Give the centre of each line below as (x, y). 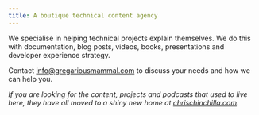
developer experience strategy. (60, 55)
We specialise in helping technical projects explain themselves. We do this (130, 38)
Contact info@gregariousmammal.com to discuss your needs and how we (129, 70)
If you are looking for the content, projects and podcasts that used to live (128, 94)
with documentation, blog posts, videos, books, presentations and (116, 46)
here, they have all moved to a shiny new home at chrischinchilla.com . (124, 102)
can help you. (31, 79)
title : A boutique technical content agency (83, 15)
